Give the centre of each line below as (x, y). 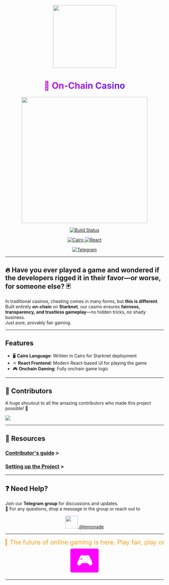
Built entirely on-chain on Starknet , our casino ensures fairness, (73, 306)
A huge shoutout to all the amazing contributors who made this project (78, 403)
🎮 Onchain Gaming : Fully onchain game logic (60, 368)
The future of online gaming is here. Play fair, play (79, 542)
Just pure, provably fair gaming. (38, 322)
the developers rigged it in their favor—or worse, (83, 278)
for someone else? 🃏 (38, 286)
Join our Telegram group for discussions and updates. (62, 503)
